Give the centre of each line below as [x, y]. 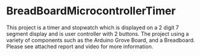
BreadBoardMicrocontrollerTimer [91, 11]
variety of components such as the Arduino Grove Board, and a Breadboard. [101, 40]
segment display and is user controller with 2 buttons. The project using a [98, 33]
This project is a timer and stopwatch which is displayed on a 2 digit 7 [92, 27]
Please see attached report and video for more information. [80, 46]
